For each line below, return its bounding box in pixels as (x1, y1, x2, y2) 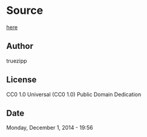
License (6, 75, 37, 85)
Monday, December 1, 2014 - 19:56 (6, 124, 93, 132)
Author (6, 41, 33, 51)
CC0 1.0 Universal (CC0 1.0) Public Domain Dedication (6, 91, 142, 98)
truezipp (6, 57, 27, 64)
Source (6, 4, 44, 18)
